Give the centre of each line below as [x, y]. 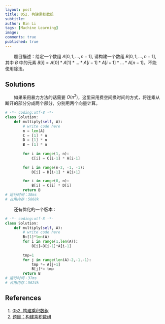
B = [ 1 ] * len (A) [36, 237]
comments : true [21, 37]
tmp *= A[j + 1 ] [46, 264]
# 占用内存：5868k [22, 199]
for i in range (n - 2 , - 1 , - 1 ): [54, 167]
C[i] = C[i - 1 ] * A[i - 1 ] [56, 158]
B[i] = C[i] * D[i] [51, 186]
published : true [22, 42]
